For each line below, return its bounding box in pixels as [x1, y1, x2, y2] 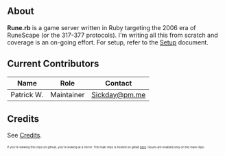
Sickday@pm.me [91, 90, 146, 99]
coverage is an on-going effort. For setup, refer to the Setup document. [7, 38, 209, 47]
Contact [105, 78, 132, 88]
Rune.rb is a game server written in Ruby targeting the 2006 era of [7, 23, 196, 31]
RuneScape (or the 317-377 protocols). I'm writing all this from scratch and [7, 31, 218, 39]
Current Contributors [7, 58, 99, 70]
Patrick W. [10, 90, 44, 99]
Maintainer [50, 90, 85, 99]
